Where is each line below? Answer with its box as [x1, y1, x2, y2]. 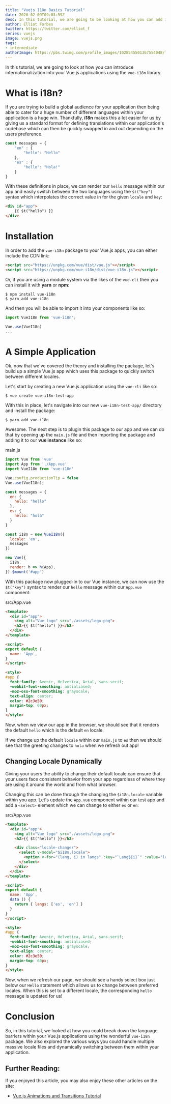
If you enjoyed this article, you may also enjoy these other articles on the [5, 1078, 158, 1084]
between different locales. [5, 373, 60, 380]
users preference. [5, 131, 43, 137]
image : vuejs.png [5, 36, 42, 41]
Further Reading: [5, 1064, 60, 1072]
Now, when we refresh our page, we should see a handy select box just [5, 977, 155, 983]
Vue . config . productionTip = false [5, 475, 79, 481]
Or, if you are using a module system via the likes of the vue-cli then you [5, 276, 159, 282]
